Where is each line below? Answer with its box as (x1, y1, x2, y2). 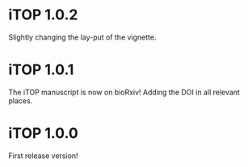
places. (8, 95, 33, 106)
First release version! (8, 151, 78, 161)
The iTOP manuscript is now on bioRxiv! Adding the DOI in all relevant (8, 87, 240, 97)
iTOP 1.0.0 (8, 124, 78, 143)
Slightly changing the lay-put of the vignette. (8, 32, 157, 42)
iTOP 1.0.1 (8, 61, 74, 79)
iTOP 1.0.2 (8, 6, 78, 24)
